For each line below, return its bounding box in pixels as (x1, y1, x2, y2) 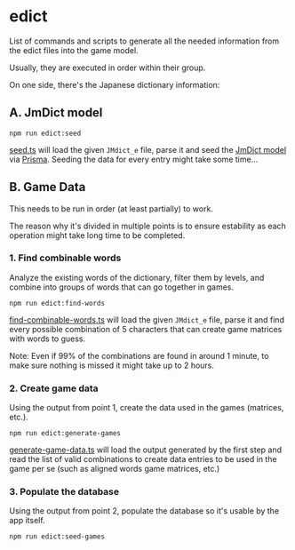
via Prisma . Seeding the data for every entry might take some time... (9, 154, 259, 164)
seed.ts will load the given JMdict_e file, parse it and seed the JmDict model (9, 144, 287, 155)
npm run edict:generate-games (9, 429, 122, 438)
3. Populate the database (9, 486, 120, 498)
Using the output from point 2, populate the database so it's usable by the (9, 506, 280, 516)
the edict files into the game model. (9, 44, 140, 55)
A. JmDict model (9, 105, 103, 121)
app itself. (9, 515, 46, 526)
